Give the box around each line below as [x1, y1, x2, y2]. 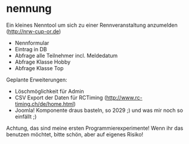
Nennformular [14, 39, 49, 46]
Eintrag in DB [14, 45, 47, 52]
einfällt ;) [14, 112, 37, 120]
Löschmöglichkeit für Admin [14, 87, 85, 95]
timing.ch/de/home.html [14, 100, 75, 107]
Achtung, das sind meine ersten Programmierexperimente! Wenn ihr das [6, 124, 184, 132]
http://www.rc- [106, 94, 143, 101]
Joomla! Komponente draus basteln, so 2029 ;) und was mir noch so [14, 107, 184, 114]
